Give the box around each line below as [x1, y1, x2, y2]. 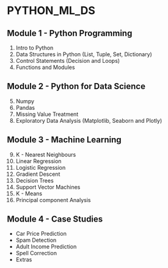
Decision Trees [15, 176, 54, 184]
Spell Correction [15, 250, 57, 257]
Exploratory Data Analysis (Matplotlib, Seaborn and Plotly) [15, 117, 163, 124]
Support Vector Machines [15, 183, 81, 190]
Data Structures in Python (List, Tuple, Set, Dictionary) [15, 51, 152, 58]
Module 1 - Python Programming [7, 28, 133, 38]
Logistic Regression [15, 164, 66, 171]
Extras [15, 256, 32, 263]
